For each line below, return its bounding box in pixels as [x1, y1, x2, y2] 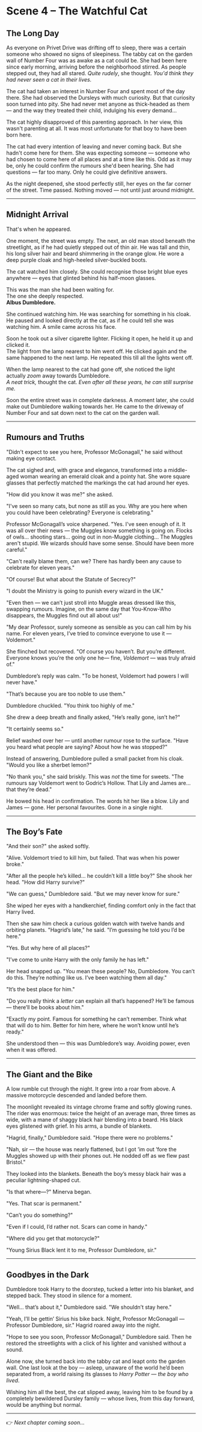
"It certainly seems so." [6, 725, 64, 732]
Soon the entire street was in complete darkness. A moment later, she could [6, 396, 194, 403]
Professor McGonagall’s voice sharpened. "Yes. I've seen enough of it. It [6, 520, 186, 527]
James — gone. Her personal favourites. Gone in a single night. [6, 804, 164, 811]
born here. [6, 131, 32, 138]
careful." [6, 546, 28, 553]
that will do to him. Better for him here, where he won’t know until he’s [6, 1022, 179, 1029]
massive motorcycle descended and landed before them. [6, 1092, 147, 1099]
